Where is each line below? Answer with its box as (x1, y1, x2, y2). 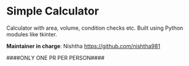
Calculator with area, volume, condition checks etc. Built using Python (6, 24, 183, 31)
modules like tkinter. (6, 30, 57, 38)
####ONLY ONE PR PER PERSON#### (6, 54, 105, 61)
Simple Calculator (6, 4, 99, 18)
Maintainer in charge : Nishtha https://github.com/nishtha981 (6, 42, 161, 50)
